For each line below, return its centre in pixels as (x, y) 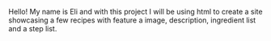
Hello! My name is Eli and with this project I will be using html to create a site (135, 12)
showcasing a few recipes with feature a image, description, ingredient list (132, 20)
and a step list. (33, 29)
